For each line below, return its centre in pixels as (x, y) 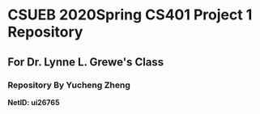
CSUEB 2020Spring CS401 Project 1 (130, 15)
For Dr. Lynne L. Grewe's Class (86, 62)
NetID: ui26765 (34, 102)
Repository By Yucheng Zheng (69, 85)
